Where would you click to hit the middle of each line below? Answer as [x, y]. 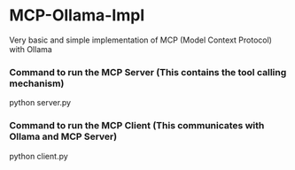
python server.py [40, 103]
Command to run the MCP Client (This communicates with [137, 126]
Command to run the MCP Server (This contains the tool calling [148, 72]
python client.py [39, 156]
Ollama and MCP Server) [63, 136]
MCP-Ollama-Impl [77, 15]
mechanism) [37, 83]
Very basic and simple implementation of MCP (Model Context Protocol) [141, 40]
